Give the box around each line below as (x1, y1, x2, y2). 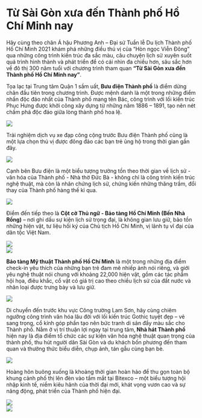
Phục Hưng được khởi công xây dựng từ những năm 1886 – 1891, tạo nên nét (6, 101, 196, 109)
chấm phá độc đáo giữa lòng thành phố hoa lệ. (6, 108, 122, 115)
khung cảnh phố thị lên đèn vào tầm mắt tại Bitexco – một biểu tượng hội (6, 375, 186, 382)
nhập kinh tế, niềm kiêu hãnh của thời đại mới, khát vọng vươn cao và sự (6, 381, 186, 388)
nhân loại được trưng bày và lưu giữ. (6, 283, 96, 291)
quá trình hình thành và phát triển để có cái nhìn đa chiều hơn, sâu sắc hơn (6, 58, 192, 65)
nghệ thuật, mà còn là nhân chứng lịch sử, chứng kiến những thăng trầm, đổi (6, 180, 197, 187)
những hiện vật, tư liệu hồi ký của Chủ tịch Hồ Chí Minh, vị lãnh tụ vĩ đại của (6, 222, 194, 230)
